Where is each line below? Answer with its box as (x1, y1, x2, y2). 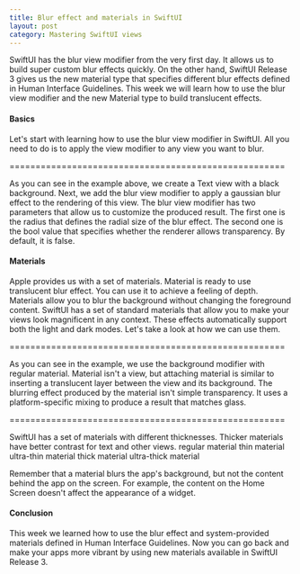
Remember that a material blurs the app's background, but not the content (9, 468, 285, 479)
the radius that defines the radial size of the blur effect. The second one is (9, 216, 284, 227)
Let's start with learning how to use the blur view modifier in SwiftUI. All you (9, 133, 290, 144)
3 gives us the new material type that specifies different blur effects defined (9, 74, 290, 85)
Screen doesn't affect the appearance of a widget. (9, 487, 196, 498)
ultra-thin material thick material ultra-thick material (9, 451, 200, 462)
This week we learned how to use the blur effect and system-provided (9, 527, 269, 538)
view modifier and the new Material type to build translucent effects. (9, 93, 262, 103)
